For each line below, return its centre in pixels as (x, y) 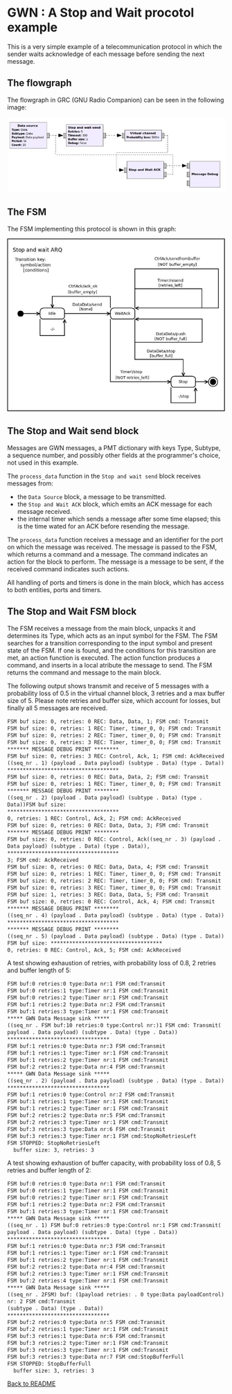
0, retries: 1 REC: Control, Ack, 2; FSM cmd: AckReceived (94, 819)
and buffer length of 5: (39, 970)
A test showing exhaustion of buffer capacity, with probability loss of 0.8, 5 (114, 1163)
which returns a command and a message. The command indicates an (107, 554)
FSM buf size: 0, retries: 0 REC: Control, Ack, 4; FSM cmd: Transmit (111, 902)
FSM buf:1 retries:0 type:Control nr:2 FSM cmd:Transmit (91, 1094)
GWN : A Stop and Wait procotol (101, 13)
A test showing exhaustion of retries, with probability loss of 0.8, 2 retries (111, 963)
